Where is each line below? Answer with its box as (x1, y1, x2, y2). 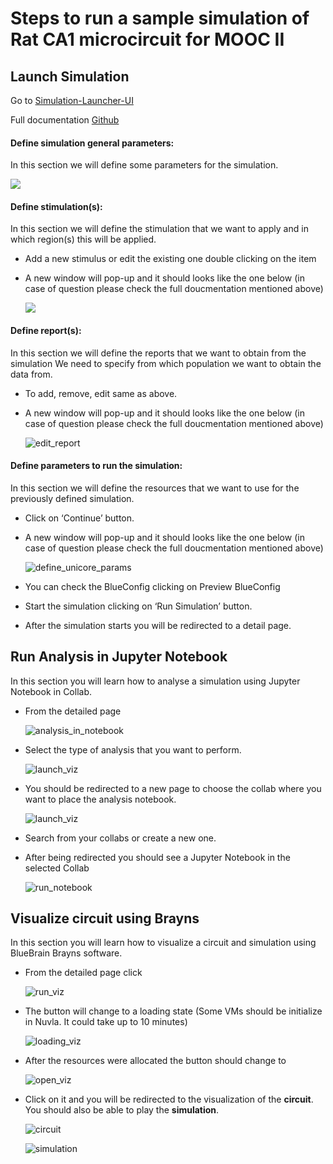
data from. (10, 368, 53, 380)
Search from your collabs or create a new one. (24, 832, 217, 844)
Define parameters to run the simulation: (10, 460, 183, 472)
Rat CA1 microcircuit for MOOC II (10, 28, 285, 51)
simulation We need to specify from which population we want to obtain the (10, 357, 322, 369)
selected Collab (24, 862, 90, 874)
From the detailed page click (24, 967, 143, 979)
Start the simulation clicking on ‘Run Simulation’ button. (24, 600, 253, 612)
